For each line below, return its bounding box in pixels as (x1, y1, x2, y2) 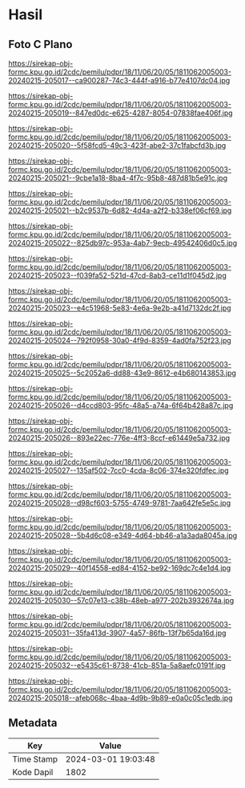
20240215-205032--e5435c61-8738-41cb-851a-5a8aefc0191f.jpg (8, 661, 226, 670)
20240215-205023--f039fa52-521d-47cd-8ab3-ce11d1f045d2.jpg (8, 270, 227, 280)
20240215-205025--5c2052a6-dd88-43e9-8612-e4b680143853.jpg (8, 368, 236, 378)
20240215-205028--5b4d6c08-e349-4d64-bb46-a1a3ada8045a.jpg (8, 530, 238, 540)
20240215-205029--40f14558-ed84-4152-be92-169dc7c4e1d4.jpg (8, 563, 231, 573)
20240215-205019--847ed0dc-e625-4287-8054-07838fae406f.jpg (8, 108, 234, 118)
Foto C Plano (8, 38, 73, 51)
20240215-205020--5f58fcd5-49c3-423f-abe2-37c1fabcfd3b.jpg (8, 141, 227, 150)
